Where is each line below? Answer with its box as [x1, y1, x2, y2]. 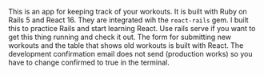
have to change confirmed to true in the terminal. [8, 57, 170, 67]
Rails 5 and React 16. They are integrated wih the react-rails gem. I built [8, 15, 250, 25]
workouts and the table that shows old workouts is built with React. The [8, 41, 244, 50]
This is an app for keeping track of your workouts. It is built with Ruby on [8, 7, 248, 16]
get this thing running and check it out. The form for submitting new [8, 32, 232, 41]
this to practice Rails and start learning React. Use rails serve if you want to [8, 24, 256, 33]
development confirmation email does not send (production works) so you [8, 49, 253, 58]
